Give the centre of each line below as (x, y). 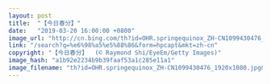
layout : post (30, 16)
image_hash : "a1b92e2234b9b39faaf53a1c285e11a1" (92, 61)
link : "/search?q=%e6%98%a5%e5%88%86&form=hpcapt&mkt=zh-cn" (113, 46)
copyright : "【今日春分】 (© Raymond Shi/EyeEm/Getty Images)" (115, 53)
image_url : (27, 38)
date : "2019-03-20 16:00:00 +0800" (72, 30)
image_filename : (35, 68)
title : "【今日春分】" (44, 23)
